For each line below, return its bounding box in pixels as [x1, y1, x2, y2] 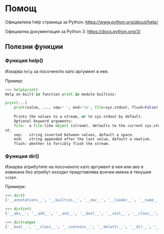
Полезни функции [5, 42, 63, 51]
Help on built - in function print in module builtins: [5, 92, 117, 97]
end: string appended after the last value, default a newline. [14, 137, 152, 142]
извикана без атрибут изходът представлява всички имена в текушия [5, 169, 151, 175]
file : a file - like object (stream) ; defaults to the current [14, 123, 143, 128]
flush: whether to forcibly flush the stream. [14, 141, 110, 146]
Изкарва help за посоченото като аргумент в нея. [5, 68, 109, 74]
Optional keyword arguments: [14, 118, 73, 123]
